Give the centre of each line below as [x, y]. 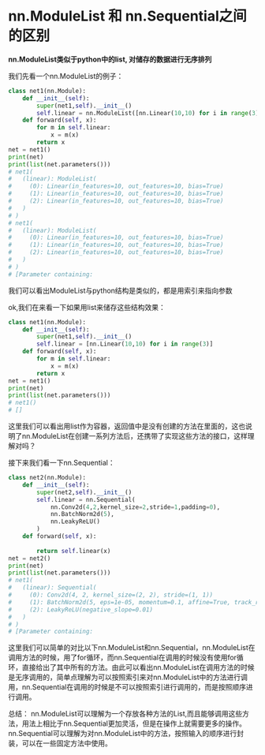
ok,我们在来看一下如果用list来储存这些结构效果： [87, 307]
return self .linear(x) [74, 551]
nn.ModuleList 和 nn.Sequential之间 [127, 16]
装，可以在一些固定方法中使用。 [60, 743]
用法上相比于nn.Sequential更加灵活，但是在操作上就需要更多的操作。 [134, 723]
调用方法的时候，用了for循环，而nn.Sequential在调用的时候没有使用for [123, 658]
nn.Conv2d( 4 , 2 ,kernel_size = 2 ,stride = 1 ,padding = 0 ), [135, 507]
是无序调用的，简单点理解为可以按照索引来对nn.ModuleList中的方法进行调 [128, 677]
